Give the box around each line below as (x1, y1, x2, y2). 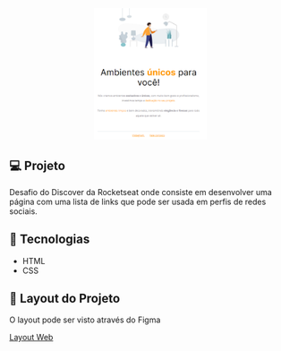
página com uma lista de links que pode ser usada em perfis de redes (9, 196, 267, 207)
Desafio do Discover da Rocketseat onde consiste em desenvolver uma (9, 186, 273, 197)
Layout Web (9, 332, 54, 343)
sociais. (9, 205, 38, 217)
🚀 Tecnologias (9, 232, 90, 247)
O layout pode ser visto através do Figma (9, 314, 161, 325)
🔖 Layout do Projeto (9, 291, 121, 306)
